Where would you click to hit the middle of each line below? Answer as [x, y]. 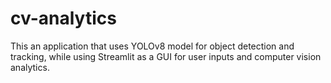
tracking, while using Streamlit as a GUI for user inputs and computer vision [166, 56]
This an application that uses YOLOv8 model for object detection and [152, 46]
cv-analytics [63, 18]
